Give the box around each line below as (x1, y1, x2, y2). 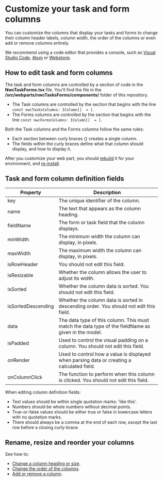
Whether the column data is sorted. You (58, 282, 149, 289)
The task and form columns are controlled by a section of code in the (5, 82, 143, 87)
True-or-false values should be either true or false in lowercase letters (12, 409, 152, 415)
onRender (7, 357, 30, 364)
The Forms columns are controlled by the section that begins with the (12, 112, 151, 117)
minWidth (7, 236, 29, 243)
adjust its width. (58, 275, 95, 282)
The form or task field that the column (58, 219, 145, 226)
